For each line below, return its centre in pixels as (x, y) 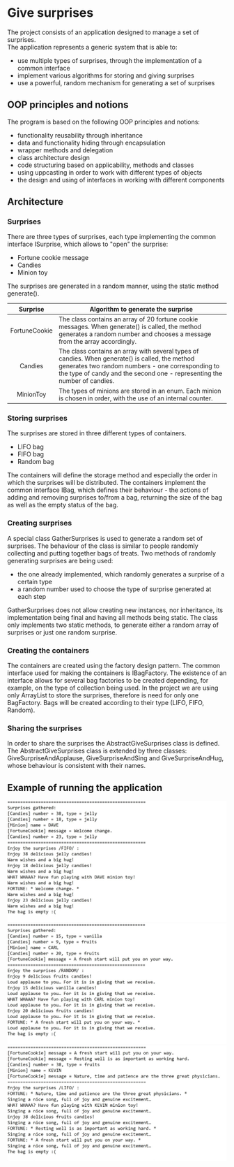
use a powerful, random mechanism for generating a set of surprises (116, 82)
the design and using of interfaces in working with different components (121, 180)
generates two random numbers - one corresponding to (139, 366)
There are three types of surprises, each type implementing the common (112, 237)
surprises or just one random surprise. (62, 632)
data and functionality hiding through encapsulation (91, 143)
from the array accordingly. (98, 342)
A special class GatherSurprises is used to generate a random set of (105, 538)
